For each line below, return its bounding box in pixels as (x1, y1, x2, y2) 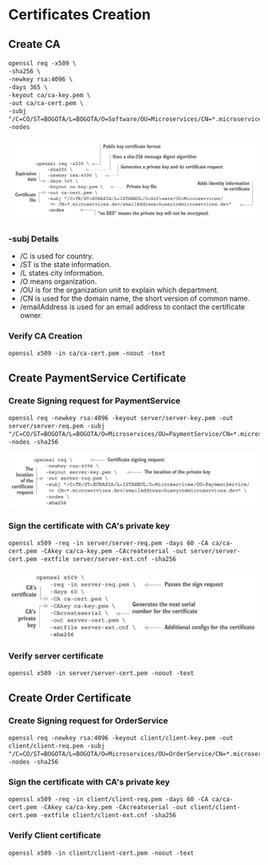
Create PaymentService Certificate (8, 371, 187, 384)
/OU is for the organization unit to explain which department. (19, 285, 219, 295)
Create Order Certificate (8, 691, 132, 705)
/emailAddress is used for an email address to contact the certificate (19, 302, 246, 312)
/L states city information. (19, 269, 104, 278)
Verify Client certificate (8, 830, 101, 841)
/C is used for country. (19, 251, 94, 261)
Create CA (8, 37, 61, 51)
